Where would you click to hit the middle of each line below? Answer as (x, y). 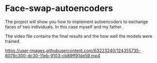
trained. (13, 41)
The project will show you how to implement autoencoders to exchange (77, 22)
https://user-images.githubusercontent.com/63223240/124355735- (73, 50)
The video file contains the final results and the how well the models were (79, 36)
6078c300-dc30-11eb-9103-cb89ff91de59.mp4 (53, 55)
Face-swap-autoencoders (59, 8)
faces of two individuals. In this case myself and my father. (64, 26)
